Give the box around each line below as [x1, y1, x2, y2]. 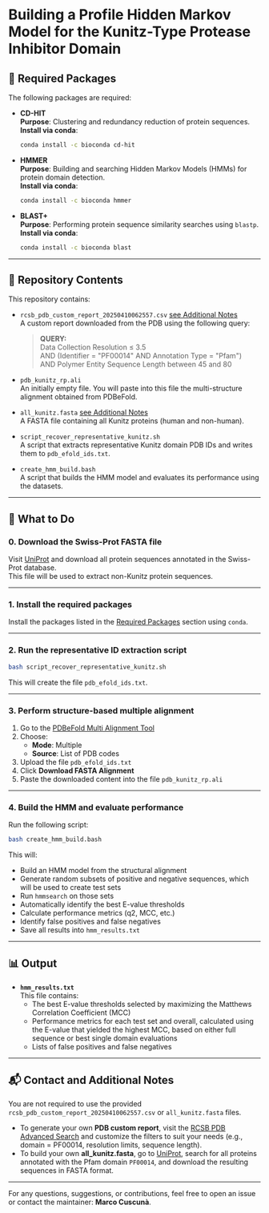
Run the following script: [8, 820, 89, 830]
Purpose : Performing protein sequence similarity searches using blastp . [19, 219, 259, 229]
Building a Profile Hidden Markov [8, 6, 231, 24]
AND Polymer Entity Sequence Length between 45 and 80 [39, 359, 232, 370]
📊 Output [8, 956, 58, 971]
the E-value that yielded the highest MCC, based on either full [31, 1025, 236, 1034]
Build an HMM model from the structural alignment [19, 866, 187, 875]
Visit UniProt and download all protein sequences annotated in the [8, 555, 227, 564]
